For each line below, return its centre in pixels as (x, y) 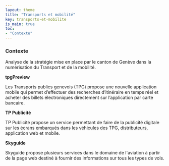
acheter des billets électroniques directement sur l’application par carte (79, 98)
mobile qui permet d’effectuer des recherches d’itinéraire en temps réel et (82, 92)
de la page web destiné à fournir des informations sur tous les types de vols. (85, 158)
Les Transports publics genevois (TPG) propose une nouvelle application (81, 87)
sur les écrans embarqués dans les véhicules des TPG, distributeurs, (77, 128)
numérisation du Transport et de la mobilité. (50, 67)
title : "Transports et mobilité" (40, 15)
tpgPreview (18, 77)
